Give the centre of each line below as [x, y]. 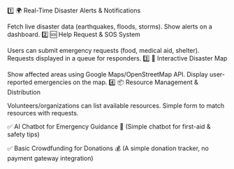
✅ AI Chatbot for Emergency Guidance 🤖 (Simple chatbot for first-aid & [109, 127]
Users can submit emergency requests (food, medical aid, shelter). [103, 50]
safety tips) [23, 134]
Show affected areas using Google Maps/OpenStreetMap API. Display [108, 74]
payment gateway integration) [50, 158]
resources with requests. [43, 113]
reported [20, 82]
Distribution [24, 92]
